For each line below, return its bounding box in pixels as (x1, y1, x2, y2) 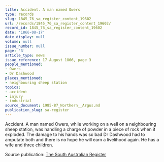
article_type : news (5, 53, 45, 58)
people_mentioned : (5, 62, 43, 67)
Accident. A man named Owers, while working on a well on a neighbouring (5, 121, 157, 127)
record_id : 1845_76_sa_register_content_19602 (5, 26, 102, 30)
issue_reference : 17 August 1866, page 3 (5, 57, 92, 62)
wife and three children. (5, 142, 53, 148)
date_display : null (5, 35, 45, 40)
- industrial (5, 99, 32, 104)
